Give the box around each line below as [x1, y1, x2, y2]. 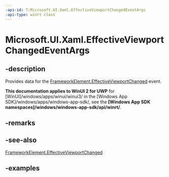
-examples [5, 164, 40, 172]
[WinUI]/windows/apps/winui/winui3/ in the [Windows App [5, 93, 128, 99]
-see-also [5, 136, 37, 145]
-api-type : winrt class [5, 12, 56, 17]
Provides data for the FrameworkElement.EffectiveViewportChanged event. [5, 78, 162, 84]
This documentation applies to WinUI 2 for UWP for [5, 88, 115, 94]
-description [5, 65, 46, 73]
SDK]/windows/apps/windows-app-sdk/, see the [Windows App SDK [5, 99, 151, 105]
